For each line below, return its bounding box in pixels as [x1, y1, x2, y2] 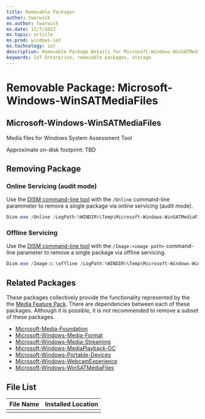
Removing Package [6, 164, 81, 174]
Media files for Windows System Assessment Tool [6, 134, 132, 141]
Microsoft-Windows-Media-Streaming [15, 338, 111, 346]
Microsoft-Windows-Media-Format [15, 332, 103, 339]
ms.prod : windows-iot [6, 37, 62, 43]
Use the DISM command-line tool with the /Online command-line [6, 196, 170, 203]
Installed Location [45, 399, 99, 408]
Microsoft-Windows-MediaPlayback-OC [15, 344, 116, 352]
